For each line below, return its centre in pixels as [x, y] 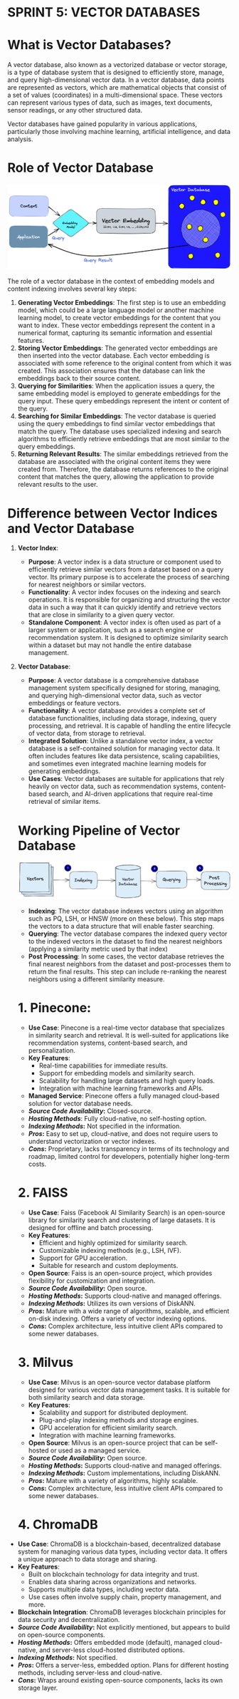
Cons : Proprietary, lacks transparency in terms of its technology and [129, 1149]
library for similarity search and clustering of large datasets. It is [122, 1220]
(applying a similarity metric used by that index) [98, 949]
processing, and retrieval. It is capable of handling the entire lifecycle [129, 726]
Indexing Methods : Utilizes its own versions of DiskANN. [112, 1303]
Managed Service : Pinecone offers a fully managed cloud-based [124, 1095]
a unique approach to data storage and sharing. [87, 1559]
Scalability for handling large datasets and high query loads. [127, 1080]
